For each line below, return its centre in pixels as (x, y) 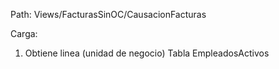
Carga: (24, 33)
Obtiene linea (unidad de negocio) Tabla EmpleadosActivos (147, 53)
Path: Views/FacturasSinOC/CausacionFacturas (108, 14)
